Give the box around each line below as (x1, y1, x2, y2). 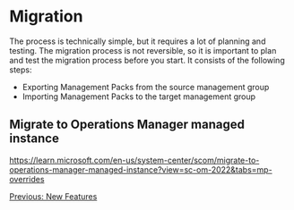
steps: (9, 64, 32, 75)
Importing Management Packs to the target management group (22, 91, 256, 102)
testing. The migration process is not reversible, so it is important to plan (9, 45, 277, 55)
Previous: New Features (9, 190, 98, 202)
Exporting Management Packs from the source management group (22, 81, 270, 92)
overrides (9, 173, 45, 184)
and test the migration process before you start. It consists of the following (9, 55, 285, 65)
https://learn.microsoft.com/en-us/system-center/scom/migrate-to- (9, 155, 260, 165)
